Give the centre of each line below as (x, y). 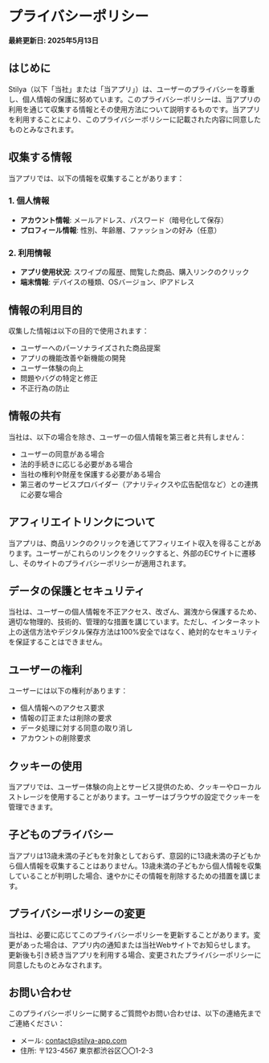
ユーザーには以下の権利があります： (68, 691)
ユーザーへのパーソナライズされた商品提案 (90, 348)
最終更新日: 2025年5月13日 (53, 40)
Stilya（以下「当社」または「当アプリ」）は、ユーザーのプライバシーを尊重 (132, 89)
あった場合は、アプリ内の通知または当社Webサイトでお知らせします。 (139, 945)
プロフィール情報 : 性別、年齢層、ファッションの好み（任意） (120, 230)
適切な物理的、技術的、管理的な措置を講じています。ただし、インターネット (134, 622)
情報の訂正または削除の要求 (66, 718)
